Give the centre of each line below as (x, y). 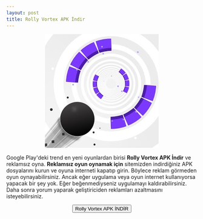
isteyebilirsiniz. (25, 196)
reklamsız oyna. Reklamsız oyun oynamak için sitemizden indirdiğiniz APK (99, 164)
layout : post (23, 13)
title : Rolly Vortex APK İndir (46, 19)
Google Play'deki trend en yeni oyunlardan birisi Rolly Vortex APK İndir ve (99, 157)
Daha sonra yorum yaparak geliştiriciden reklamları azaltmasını (85, 190)
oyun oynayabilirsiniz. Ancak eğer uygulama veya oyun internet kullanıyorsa (101, 177)
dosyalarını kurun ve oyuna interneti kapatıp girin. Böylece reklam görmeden (101, 170)
